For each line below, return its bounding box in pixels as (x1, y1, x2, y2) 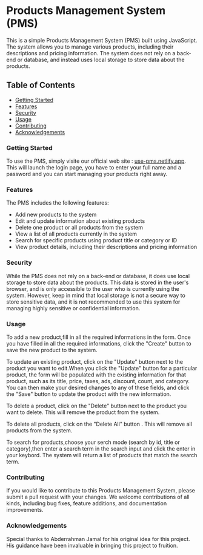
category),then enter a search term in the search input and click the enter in (6, 444, 196, 452)
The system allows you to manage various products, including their (6, 43, 174, 50)
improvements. (6, 506, 44, 514)
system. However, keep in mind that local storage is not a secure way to (6, 291, 186, 299)
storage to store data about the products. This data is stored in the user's (6, 279, 189, 286)
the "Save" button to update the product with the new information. (6, 390, 171, 398)
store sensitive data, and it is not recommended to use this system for (6, 298, 181, 305)
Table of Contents (6, 80, 76, 90)
